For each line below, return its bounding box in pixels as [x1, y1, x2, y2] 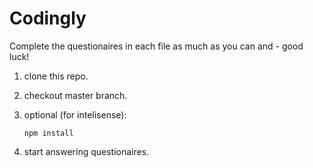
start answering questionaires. [23, 145, 150, 157]
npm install [23, 128, 74, 138]
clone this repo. [23, 70, 89, 82]
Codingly [9, 7, 87, 30]
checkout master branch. [23, 89, 128, 101]
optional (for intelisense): [23, 108, 127, 121]
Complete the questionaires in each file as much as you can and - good [9, 40, 304, 52]
